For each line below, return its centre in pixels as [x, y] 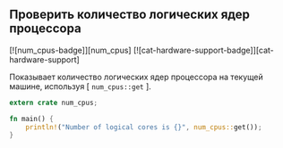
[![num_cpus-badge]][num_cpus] [70, 50]
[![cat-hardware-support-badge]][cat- [204, 50]
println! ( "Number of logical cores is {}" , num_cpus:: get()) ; [144, 127]
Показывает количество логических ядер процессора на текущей [136, 77]
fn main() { [31, 119]
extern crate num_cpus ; [54, 103]
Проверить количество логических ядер [130, 15]
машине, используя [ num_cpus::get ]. [81, 86]
